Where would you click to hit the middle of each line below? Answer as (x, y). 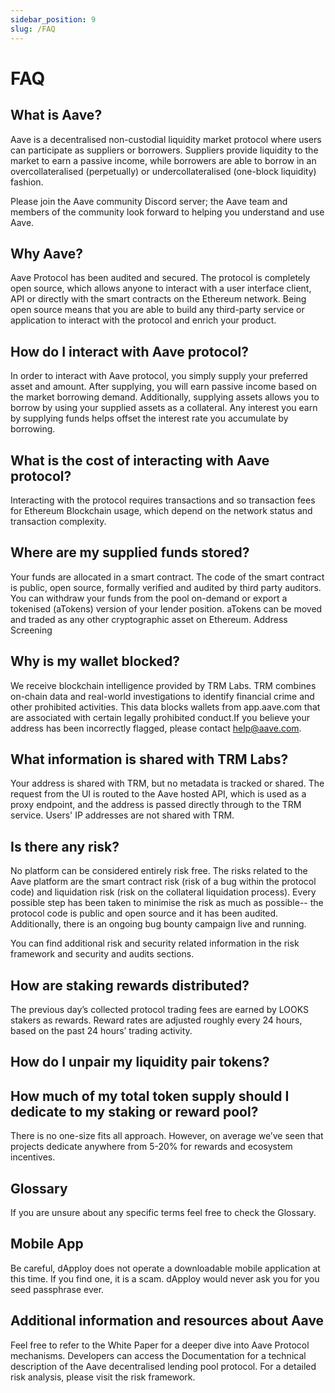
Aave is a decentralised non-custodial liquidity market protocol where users (166, 139)
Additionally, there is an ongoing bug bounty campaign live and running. (158, 924)
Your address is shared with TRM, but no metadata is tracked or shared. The (167, 783)
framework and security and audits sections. (102, 954)
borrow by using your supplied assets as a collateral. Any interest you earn (164, 408)
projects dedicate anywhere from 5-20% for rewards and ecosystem (151, 1147)
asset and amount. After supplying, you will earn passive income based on (163, 387)
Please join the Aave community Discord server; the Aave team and (149, 201)
